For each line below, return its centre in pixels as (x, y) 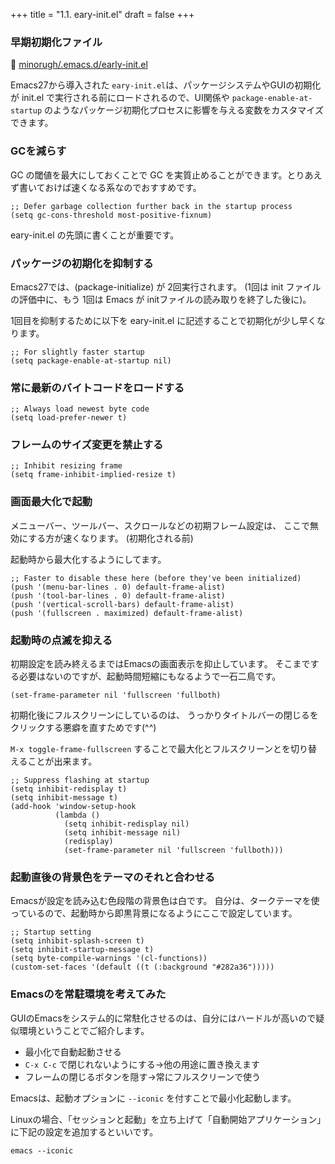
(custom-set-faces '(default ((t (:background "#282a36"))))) (142, 967)
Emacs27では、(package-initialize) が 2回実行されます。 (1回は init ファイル (166, 286)
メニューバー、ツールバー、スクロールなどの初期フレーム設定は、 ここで (160, 525)
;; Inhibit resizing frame (66, 466)
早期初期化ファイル (56, 42)
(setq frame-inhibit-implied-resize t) (93, 475)
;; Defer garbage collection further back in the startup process (151, 206)
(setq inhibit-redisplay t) (69, 789)
